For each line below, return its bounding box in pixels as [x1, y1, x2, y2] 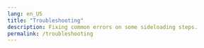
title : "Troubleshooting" [7, 17, 84, 24]
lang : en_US [7, 10, 42, 18]
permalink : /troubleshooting [7, 30, 93, 37]
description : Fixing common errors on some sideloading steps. [7, 23, 198, 30]
